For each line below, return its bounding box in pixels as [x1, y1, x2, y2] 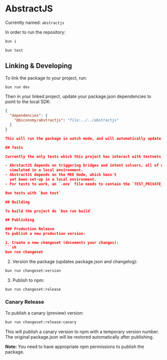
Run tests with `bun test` [5, 190, 61, 195]
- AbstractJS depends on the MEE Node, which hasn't [5, 173, 117, 178]
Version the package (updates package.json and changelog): [12, 258, 138, 264]
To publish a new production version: [5, 231, 85, 236]
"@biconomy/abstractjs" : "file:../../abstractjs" [14, 118, 119, 123]
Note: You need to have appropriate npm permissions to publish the [5, 344, 144, 350]
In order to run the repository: [5, 29, 66, 35]
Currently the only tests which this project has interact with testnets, [5, 154, 164, 159]
